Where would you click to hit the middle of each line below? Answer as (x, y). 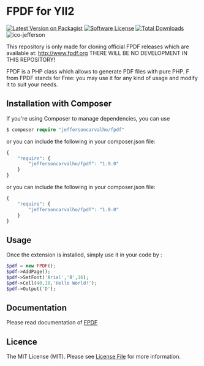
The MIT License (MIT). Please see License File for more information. (93, 357)
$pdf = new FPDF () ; (31, 266)
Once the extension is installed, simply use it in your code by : (84, 255)
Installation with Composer (59, 104)
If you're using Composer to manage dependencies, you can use (88, 118)
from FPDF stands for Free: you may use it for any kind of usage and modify (102, 78)
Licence (22, 342)
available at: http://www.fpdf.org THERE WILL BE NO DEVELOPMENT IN (97, 53)
